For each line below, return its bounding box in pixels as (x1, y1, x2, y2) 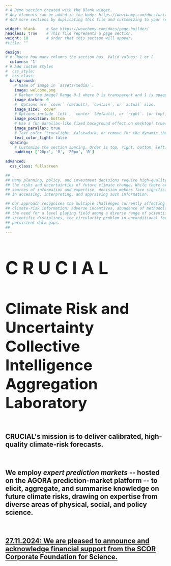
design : (5, 50, 22, 55)
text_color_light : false (14, 135, 67, 140)
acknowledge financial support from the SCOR (5, 545, 156, 553)
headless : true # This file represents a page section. (5, 31, 133, 36)
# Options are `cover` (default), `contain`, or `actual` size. (14, 102, 156, 107)
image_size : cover (14, 107, 56, 112)
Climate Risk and (5, 298, 129, 318)
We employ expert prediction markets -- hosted (5, 468, 160, 477)
